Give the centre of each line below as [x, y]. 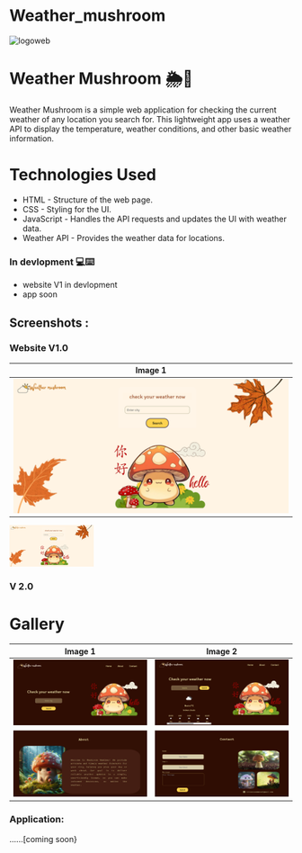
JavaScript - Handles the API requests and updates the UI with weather [155, 219]
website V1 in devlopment [70, 285]
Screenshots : [49, 323]
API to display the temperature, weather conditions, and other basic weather [151, 129]
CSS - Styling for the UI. [67, 209]
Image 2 [222, 651]
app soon [40, 294]
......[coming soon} [44, 839]
